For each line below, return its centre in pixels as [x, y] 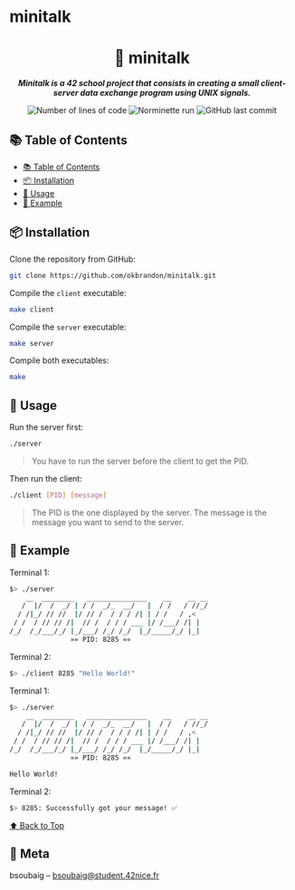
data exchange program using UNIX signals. [166, 93]
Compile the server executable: [68, 327]
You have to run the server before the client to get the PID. [140, 461]
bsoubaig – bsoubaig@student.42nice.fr [85, 876]
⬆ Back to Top [37, 825]
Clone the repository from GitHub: [72, 259]
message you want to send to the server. [107, 522]
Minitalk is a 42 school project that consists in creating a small [138, 83]
